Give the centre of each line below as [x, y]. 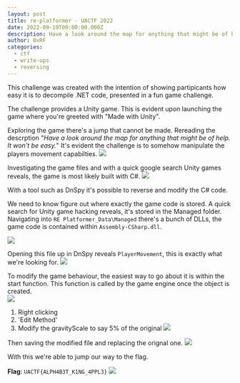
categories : [25, 47]
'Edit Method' [37, 320]
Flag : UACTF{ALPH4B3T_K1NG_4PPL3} [57, 371]
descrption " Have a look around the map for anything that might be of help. [119, 138]
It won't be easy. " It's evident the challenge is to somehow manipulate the [116, 145]
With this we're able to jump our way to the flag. [78, 357]
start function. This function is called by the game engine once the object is [119, 283]
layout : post [27, 14]
